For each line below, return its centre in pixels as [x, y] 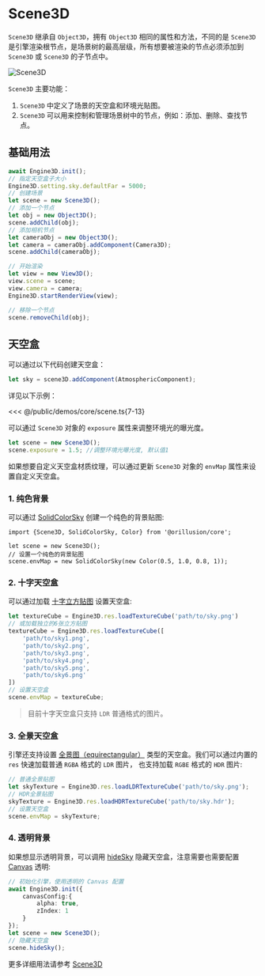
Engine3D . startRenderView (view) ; [63, 296]
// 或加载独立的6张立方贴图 [48, 624]
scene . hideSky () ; [37, 948]
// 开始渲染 [26, 267]
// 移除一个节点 [31, 310]
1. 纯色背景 [28, 498]
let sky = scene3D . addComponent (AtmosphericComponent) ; [102, 380]
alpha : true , [58, 904]
